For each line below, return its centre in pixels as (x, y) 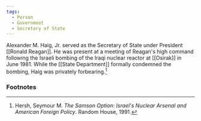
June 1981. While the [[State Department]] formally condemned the (89, 64)
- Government (28, 23)
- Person (22, 17)
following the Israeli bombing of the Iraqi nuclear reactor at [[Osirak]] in (94, 58)
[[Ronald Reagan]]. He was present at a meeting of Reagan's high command (100, 52)
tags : (13, 12)
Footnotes (22, 87)
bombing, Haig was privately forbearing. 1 (57, 71)
